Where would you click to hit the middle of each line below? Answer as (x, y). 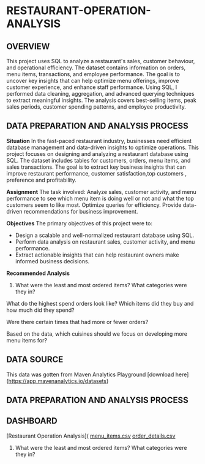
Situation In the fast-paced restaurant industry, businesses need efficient (99, 141)
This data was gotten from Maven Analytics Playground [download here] (98, 374)
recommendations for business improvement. (81, 211)
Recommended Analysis (38, 273)
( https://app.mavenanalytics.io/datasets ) (58, 381)
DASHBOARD (32, 421)
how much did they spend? (40, 310)
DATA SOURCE (35, 360)
